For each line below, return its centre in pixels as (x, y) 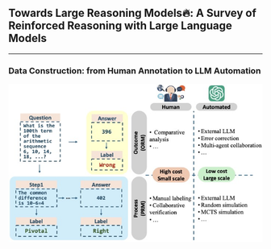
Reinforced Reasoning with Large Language (120, 26)
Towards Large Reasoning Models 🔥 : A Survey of (132, 13)
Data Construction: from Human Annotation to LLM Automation (135, 70)
